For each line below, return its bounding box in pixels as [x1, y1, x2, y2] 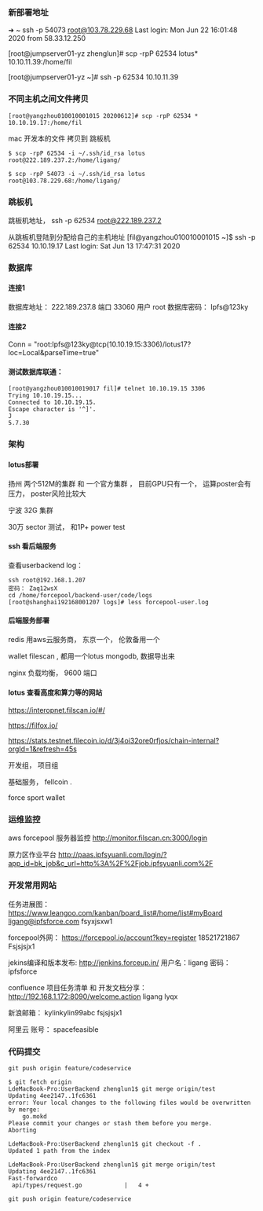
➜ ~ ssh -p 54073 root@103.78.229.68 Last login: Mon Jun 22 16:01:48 [8, 25, 238, 35]
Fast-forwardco [8, 1175, 58, 1183]
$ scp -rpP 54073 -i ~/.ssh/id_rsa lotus [8, 170, 146, 178]
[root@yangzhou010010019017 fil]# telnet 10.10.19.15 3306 [8, 385, 206, 393]
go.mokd [22, 1113, 47, 1121]
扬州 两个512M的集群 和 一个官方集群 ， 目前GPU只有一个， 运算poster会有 [8, 479, 251, 488]
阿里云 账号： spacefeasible [8, 1024, 99, 1034]
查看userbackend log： [8, 560, 84, 570]
